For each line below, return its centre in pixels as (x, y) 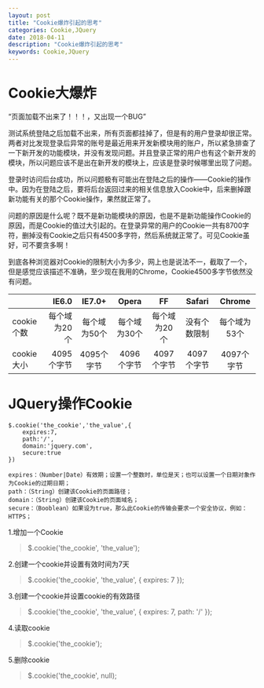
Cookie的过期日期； (42, 483)
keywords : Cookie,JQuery (49, 52)
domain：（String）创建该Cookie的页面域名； (73, 500)
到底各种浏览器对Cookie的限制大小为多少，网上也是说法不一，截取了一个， (130, 262)
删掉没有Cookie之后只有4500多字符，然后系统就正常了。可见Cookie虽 (136, 235)
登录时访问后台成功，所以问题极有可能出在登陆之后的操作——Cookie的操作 (130, 179)
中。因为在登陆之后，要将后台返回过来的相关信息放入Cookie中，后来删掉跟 (130, 188)
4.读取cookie (29, 628)
